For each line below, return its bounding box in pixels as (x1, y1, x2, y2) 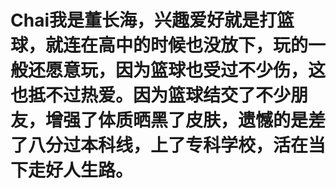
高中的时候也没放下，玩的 (98, 34, 309, 57)
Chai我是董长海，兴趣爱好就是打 (10, 9, 277, 32)
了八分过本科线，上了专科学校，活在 (10, 134, 309, 157)
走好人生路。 (28, 159, 134, 182)
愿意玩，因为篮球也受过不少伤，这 (45, 59, 327, 82)
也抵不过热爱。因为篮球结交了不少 (10, 84, 292, 107)
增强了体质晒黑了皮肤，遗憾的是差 (45, 109, 327, 132)
